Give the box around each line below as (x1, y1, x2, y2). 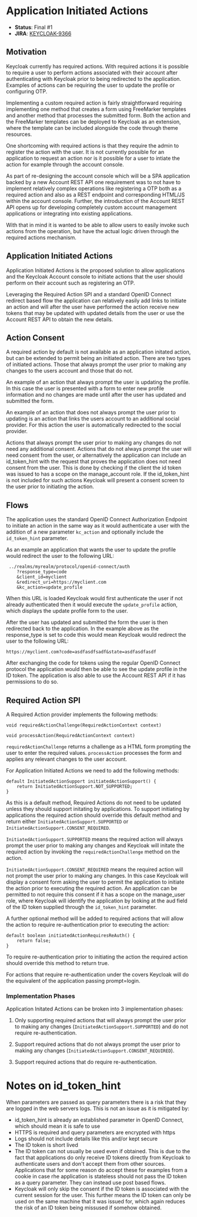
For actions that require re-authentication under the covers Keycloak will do (6, 971, 189, 978)
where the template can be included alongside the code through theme (6, 124, 178, 131)
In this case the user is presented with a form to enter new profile (6, 385, 165, 392)
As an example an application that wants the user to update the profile (6, 546, 176, 553)
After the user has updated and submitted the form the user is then (6, 619, 169, 626)
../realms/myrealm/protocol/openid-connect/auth (8, 564, 131, 570)
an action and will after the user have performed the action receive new (6, 303, 179, 310)
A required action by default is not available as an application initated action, (6, 348, 191, 355)
